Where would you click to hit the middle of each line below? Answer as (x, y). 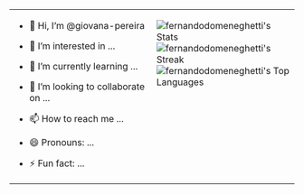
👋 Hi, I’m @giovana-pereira (87, 26)
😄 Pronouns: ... (62, 142)
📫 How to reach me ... (76, 119)
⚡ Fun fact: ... (57, 163)
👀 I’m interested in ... (72, 46)
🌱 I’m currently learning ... (84, 66)
